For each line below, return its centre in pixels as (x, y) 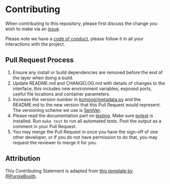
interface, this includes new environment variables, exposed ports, (82, 88)
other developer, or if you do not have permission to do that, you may (85, 137)
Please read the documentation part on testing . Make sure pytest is (83, 115)
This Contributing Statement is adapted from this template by (69, 171)
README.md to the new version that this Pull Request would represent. (87, 105)
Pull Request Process (40, 60)
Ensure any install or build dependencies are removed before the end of (88, 72)
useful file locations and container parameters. (61, 94)
